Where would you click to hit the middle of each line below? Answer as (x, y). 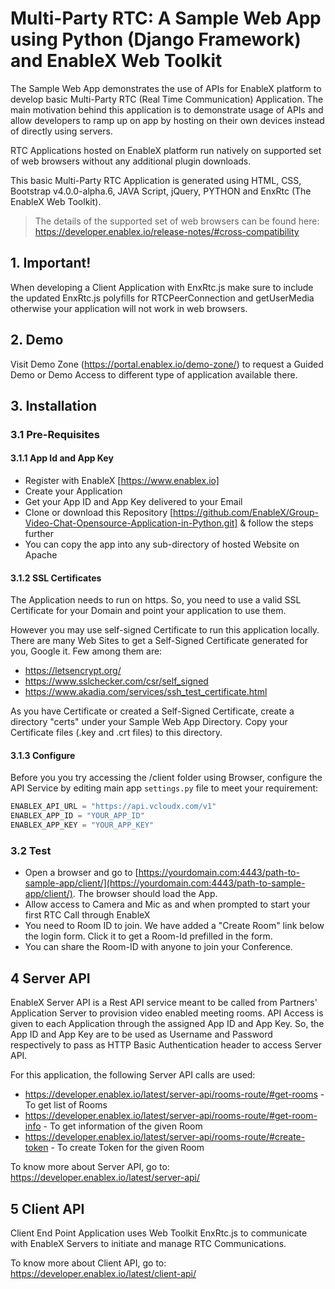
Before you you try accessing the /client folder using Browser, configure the (166, 778)
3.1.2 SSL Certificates (56, 578)
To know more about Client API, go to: (88, 1263)
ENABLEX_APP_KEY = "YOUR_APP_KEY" (82, 825)
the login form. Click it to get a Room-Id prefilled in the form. (148, 936)
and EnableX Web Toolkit (116, 61)
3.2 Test (31, 851)
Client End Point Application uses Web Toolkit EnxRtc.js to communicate (159, 1233)
